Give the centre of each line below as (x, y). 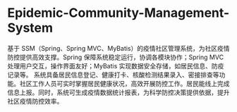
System (30, 28)
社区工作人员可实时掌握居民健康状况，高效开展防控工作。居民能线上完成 (124, 83)
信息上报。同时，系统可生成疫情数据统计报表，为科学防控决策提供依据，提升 (119, 92)
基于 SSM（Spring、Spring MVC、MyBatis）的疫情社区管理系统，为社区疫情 (119, 48)
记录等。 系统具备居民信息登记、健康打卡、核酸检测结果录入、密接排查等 (113, 75)
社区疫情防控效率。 (35, 101)
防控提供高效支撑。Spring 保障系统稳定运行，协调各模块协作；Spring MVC (116, 57)
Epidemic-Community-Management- (119, 13)
